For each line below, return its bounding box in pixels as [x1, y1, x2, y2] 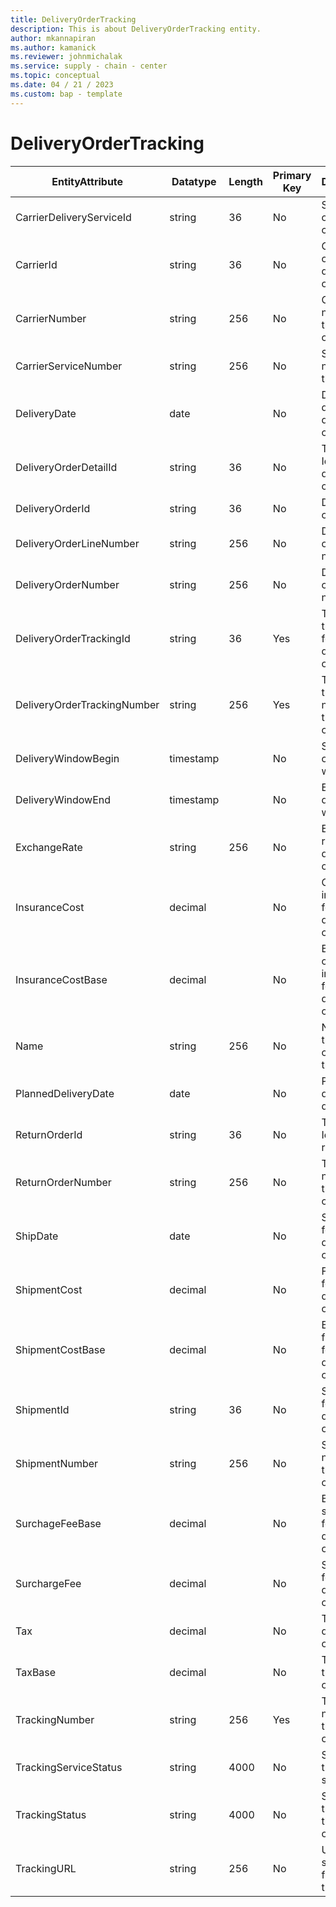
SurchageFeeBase [15, 1516, 102, 1530]
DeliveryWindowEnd [15, 792, 112, 806]
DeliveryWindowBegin [15, 751, 120, 765]
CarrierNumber [15, 311, 87, 325]
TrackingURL [15, 1861, 77, 1875]
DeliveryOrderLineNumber [15, 536, 140, 550]
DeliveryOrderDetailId [15, 460, 118, 474]
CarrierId [15, 257, 58, 271]
